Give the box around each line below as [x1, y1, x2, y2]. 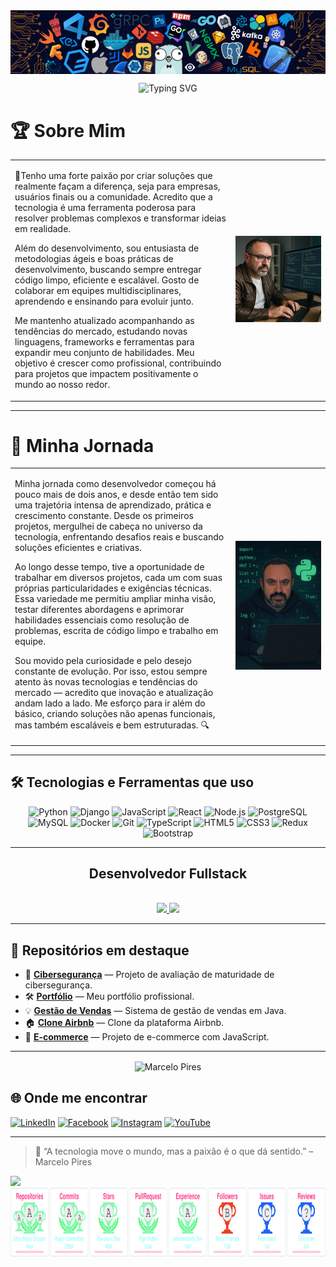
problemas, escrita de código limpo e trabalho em [14, 625, 219, 637]
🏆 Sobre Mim [10, 119, 126, 142]
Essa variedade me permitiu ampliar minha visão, [14, 593, 217, 605]
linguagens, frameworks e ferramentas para [14, 336, 195, 348]
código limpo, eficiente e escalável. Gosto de [14, 274, 200, 286]
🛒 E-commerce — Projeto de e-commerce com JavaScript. [24, 1031, 270, 1043]
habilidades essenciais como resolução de [14, 614, 190, 626]
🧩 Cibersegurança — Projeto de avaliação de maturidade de [24, 969, 275, 981]
